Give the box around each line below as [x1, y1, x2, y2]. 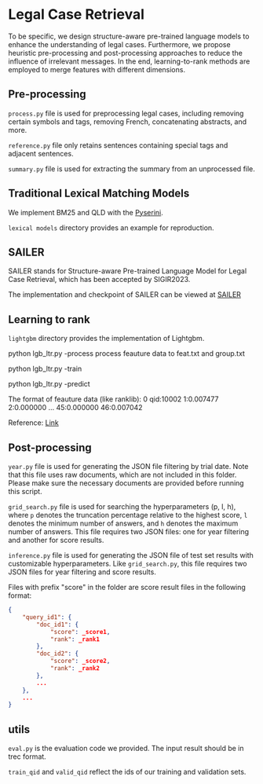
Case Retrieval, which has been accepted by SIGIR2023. [8, 275, 191, 284]
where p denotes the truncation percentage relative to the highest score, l [8, 511, 248, 519]
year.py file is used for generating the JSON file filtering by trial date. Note [8, 462, 249, 471]
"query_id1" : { [22, 613, 72, 621]
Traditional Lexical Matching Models [8, 187, 190, 200]
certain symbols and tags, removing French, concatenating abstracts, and [8, 116, 247, 126]
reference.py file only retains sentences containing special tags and [8, 140, 228, 150]
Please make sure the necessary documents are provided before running [8, 478, 245, 488]
